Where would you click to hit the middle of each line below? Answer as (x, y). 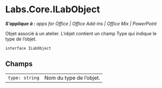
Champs (19, 64)
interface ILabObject (28, 48)
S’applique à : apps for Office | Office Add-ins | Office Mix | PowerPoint (81, 24)
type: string (24, 78)
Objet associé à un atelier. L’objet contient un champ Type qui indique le (81, 33)
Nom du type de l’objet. (72, 78)
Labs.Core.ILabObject (53, 9)
